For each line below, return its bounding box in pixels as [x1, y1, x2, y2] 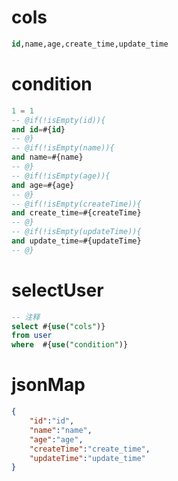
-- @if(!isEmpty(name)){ [11, 143, 115, 153]
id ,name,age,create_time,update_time [11, 39, 169, 49]
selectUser [11, 279, 104, 301]
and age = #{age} [11, 180, 75, 190]
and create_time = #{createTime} [11, 208, 142, 218]
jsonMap [11, 374, 86, 396]
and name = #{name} [11, 152, 84, 163]
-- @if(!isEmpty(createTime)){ [11, 199, 142, 209]
